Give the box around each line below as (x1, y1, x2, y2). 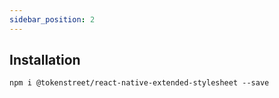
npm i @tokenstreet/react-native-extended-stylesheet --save (9, 78, 270, 88)
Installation (9, 52, 81, 69)
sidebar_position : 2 (9, 14, 96, 25)
